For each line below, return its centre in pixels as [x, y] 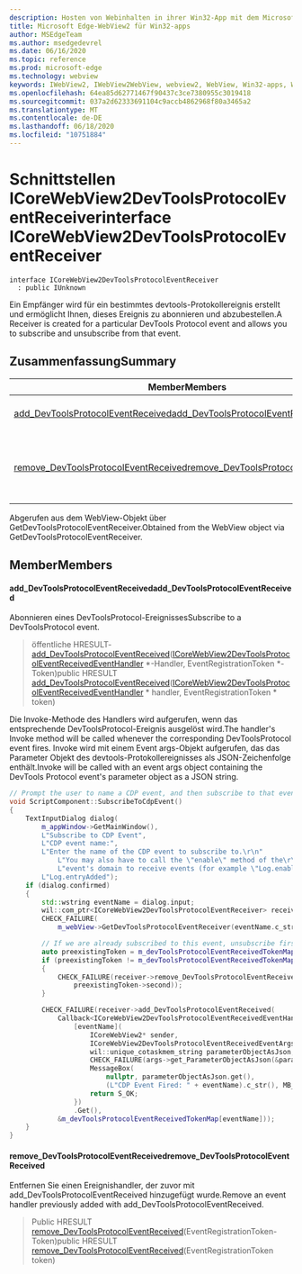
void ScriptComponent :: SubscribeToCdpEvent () [96, 802]
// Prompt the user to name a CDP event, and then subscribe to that [142, 793]
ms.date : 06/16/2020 [48, 51]
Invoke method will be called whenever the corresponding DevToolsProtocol [151, 738]
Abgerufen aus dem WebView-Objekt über [88, 518]
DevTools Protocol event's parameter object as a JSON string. [124, 777]
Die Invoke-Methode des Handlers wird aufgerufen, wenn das [124, 719]
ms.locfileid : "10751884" [58, 135]
